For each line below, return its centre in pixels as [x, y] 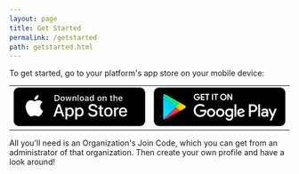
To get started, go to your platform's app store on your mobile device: [137, 73]
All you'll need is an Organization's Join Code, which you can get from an [144, 143]
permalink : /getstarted [53, 37]
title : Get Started [45, 28]
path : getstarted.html [51, 47]
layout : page [33, 19]
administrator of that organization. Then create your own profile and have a [147, 153]
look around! [32, 162]
